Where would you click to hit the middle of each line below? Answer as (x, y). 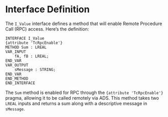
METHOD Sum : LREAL (26, 47)
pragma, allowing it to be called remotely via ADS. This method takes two (82, 98)
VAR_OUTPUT (17, 65)
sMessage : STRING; (35, 69)
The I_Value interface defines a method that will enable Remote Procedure (84, 24)
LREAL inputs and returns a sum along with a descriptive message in (76, 103)
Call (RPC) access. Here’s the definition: (47, 29)
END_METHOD (17, 78)
